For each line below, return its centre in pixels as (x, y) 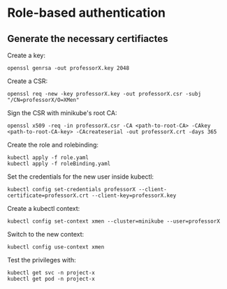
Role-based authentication (87, 13)
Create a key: (26, 55)
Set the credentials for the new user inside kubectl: (81, 177)
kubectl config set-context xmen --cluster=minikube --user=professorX (113, 221)
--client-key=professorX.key (134, 195)
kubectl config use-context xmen (56, 247)
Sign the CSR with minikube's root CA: (62, 113)
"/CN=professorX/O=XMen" (43, 100)
